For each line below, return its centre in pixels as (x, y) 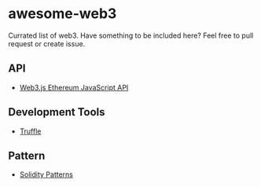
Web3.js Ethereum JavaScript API (74, 87)
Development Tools (57, 112)
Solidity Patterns (46, 174)
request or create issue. (47, 43)
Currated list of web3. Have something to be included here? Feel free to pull (131, 35)
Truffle (30, 131)
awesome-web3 (62, 14)
